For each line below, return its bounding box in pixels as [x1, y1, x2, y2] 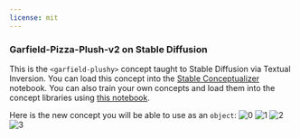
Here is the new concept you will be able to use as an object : [9, 109, 238, 120]
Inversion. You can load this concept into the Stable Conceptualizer [9, 73, 260, 84]
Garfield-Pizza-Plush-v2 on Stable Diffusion [9, 42, 208, 55]
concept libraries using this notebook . [9, 92, 151, 103]
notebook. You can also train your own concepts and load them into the [9, 82, 276, 93]
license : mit [9, 13, 59, 23]
